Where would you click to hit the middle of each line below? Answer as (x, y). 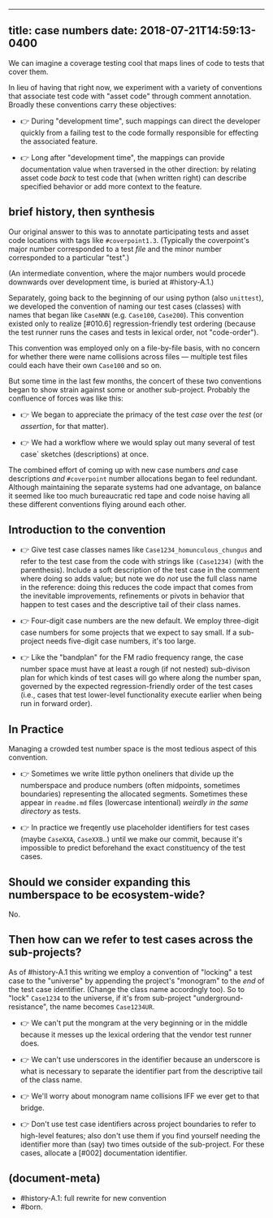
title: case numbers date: (73, 30)
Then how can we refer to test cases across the (131, 940)
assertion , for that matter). (64, 426)
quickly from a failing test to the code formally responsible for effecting (139, 132)
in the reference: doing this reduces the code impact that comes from (136, 587)
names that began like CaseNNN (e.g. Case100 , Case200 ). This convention (126, 314)
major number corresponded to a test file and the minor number (115, 249)
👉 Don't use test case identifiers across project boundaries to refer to (138, 1124)
